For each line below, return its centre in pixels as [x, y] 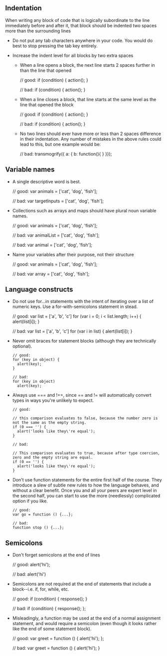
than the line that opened [46, 70]
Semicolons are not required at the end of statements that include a [82, 584]
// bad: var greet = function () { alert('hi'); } [56, 648]
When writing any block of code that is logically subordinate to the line [78, 20]
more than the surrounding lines [38, 31]
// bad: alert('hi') [29, 574]
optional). [22, 346]
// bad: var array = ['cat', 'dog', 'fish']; [51, 274]
